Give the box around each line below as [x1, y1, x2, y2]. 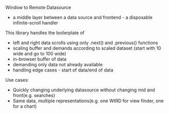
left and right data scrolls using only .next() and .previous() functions [12, 40, 158, 46]
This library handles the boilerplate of [5, 30, 85, 35]
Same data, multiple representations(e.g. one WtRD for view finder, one [12, 98, 164, 104]
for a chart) [12, 103, 37, 109]
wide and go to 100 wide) [12, 51, 67, 56]
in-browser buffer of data [12, 56, 67, 62]
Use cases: [5, 77, 29, 83]
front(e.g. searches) [12, 92, 55, 98]
